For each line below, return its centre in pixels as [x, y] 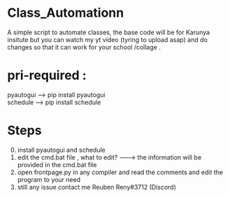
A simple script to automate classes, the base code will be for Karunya [109, 32]
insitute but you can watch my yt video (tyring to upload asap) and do [107, 39]
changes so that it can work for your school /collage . [84, 47]
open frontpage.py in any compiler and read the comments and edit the [120, 172]
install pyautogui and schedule [62, 150]
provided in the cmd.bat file [57, 164]
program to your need [49, 179]
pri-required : [47, 76]
